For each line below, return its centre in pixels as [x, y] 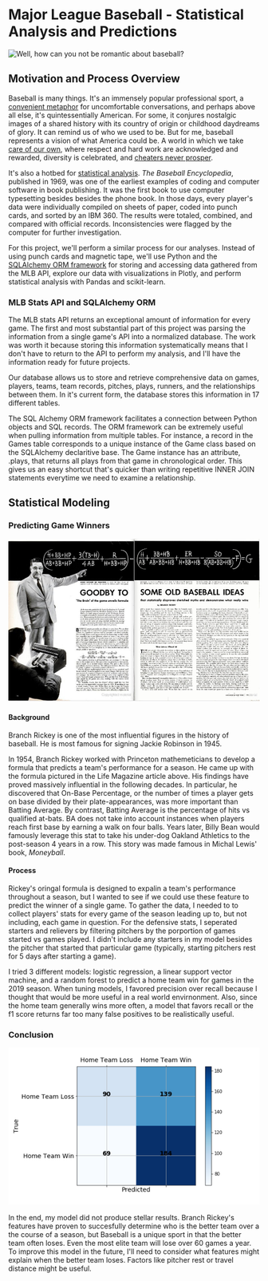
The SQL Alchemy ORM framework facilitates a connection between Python [133, 419]
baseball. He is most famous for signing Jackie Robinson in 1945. [115, 743]
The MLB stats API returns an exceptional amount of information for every [130, 320]
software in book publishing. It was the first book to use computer [116, 190]
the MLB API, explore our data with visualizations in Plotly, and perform [125, 273]
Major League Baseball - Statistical [126, 15]
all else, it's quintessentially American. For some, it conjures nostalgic [122, 115]
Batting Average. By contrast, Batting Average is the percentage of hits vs [129, 810]
